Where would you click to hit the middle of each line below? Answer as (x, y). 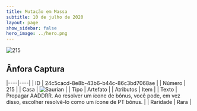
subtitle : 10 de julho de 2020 (45, 17)
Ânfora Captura (36, 69)
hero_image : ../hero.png (37, 34)
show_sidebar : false (32, 28)
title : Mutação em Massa (37, 12)
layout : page (22, 22)
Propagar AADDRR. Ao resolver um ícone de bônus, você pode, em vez (93, 96)
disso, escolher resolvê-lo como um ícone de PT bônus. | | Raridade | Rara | (99, 102)
